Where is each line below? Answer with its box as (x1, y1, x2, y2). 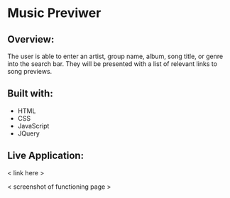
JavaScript (17, 121, 50, 130)
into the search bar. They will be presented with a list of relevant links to (7, 60, 218, 68)
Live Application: (7, 150, 84, 162)
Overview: (7, 33, 55, 45)
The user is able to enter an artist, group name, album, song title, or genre (7, 52, 224, 60)
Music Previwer (7, 5, 102, 21)
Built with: (7, 87, 53, 100)
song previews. (7, 67, 53, 75)
